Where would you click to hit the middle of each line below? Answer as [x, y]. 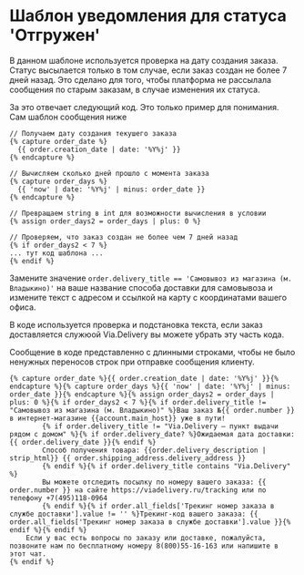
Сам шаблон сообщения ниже [68, 117]
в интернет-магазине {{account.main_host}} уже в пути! [117, 418]
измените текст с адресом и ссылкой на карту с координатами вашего [148, 297]
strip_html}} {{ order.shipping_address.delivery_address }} [128, 458]
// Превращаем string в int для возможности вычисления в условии [138, 213]
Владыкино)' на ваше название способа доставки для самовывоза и [141, 287]
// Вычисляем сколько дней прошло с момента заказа [109, 173]
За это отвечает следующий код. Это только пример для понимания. [144, 107]
